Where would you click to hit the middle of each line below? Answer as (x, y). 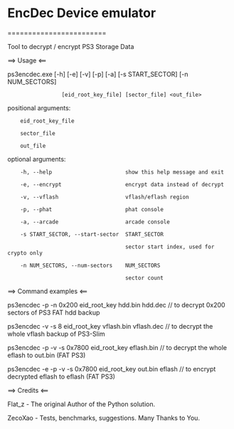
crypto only (25, 253)
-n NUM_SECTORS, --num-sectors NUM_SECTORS (90, 265)
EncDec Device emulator (82, 13)
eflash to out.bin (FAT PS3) (47, 355)
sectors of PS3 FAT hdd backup (54, 312)
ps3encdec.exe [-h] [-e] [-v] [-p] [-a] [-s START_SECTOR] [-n (98, 74)
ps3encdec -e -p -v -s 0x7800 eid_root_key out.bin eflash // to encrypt (112, 369)
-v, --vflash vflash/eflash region (105, 197)
